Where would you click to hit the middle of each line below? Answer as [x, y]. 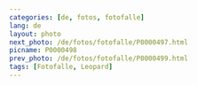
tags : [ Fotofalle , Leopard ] [61, 67]
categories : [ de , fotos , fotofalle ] [77, 17]
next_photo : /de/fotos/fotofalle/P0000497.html [99, 42]
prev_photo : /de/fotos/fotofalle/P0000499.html [99, 58]
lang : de [25, 26]
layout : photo [35, 34]
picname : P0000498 [43, 50]
